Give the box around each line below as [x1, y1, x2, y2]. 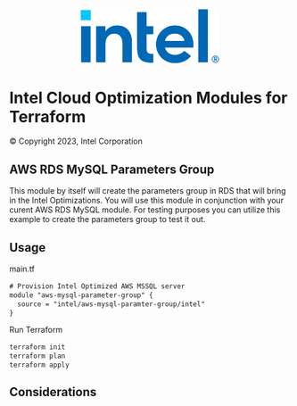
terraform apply [9, 360, 70, 369]
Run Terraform [9, 325, 63, 336]
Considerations [9, 385, 97, 400]
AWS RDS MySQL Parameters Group [9, 162, 215, 177]
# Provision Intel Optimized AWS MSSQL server [9, 282, 186, 291]
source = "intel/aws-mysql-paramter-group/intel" [17, 300, 205, 309]
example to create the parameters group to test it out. [9, 214, 206, 225]
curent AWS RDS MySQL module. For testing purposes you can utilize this [9, 204, 281, 215]
